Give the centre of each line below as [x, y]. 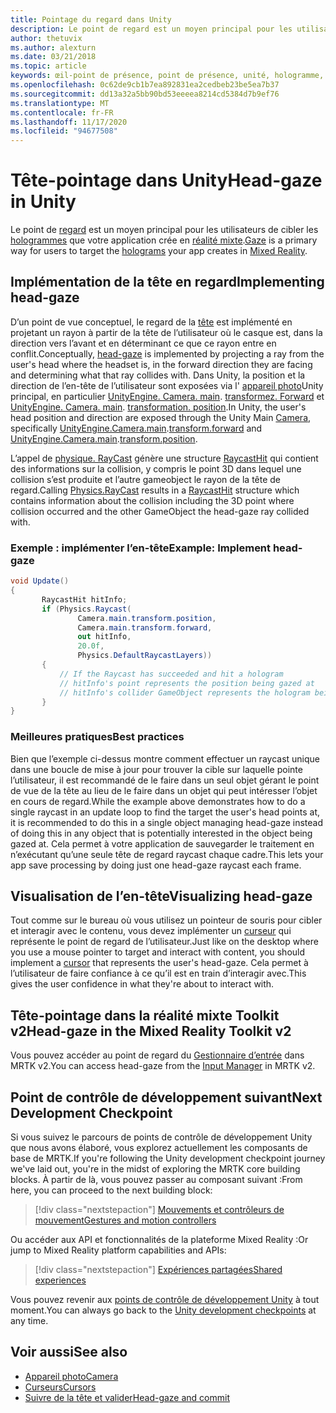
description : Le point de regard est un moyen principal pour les [151, 29]
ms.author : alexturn [53, 47]
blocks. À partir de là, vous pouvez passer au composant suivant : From [156, 1180]
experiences [60, 1280]
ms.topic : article [48, 66]
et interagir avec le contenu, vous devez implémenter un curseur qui [151, 931]
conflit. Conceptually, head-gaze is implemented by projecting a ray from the [167, 353]
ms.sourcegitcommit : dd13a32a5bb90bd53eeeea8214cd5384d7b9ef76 [145, 94]
